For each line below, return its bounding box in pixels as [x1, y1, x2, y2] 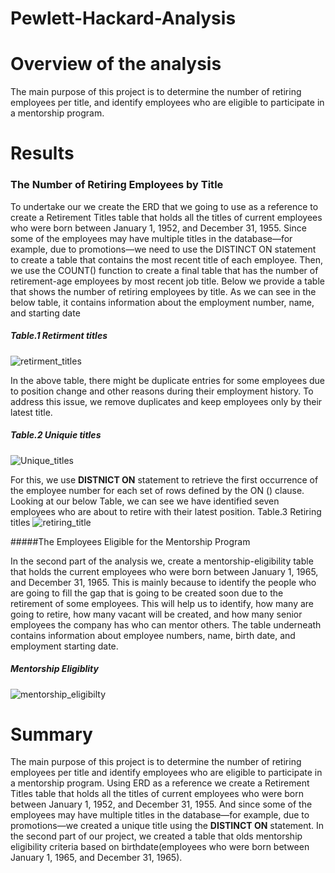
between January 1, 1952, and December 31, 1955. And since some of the [10, 798, 313, 811]
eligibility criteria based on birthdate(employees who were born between [10, 841, 310, 853]
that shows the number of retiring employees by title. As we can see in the [10, 285, 317, 297]
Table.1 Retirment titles [10, 330, 108, 342]
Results [10, 142, 75, 165]
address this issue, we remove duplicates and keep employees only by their [10, 395, 323, 407]
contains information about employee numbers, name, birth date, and [10, 629, 296, 641]
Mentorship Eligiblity [10, 663, 99, 675]
